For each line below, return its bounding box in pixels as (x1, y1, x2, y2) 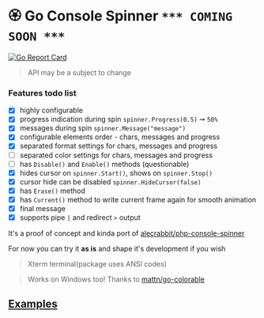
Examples (8, 297, 58, 311)
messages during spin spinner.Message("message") (19, 123, 187, 133)
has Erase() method (19, 186, 85, 195)
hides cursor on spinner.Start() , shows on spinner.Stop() (19, 168, 213, 177)
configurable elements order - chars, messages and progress (19, 132, 221, 142)
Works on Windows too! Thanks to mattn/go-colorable (27, 274, 206, 284)
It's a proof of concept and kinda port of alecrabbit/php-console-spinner (8, 229, 245, 238)
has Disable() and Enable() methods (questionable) (19, 159, 190, 168)
